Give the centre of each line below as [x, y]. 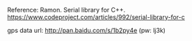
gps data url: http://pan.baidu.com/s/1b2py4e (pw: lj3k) [86, 30]
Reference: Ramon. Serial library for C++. [66, 10]
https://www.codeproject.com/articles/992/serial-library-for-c [96, 17]
